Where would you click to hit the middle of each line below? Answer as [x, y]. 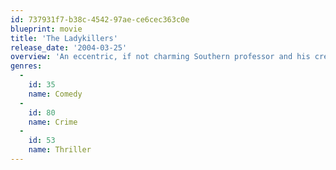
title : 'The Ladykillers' [64, 38]
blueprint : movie [46, 29]
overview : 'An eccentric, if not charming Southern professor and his [160, 57]
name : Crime [53, 122]
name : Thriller [60, 150]
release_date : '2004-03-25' [69, 47]
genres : [26, 66]
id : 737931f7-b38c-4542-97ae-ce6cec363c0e [100, 19]
